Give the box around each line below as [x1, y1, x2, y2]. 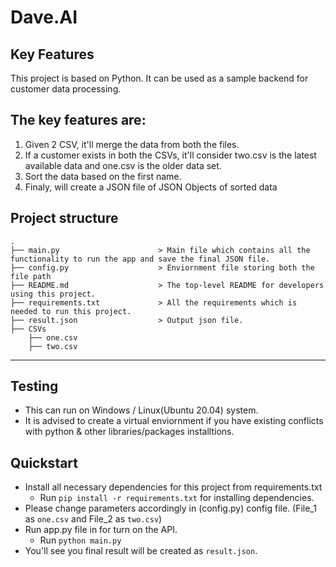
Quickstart [10, 454, 79, 471]
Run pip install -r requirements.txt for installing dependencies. [39, 492, 315, 504]
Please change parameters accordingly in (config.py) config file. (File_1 [24, 502, 317, 515]
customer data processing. [10, 83, 122, 95]
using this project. [10, 289, 97, 299]
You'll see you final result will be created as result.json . [24, 545, 258, 557]
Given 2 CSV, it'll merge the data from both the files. [24, 138, 240, 150]
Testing [10, 378, 59, 395]
